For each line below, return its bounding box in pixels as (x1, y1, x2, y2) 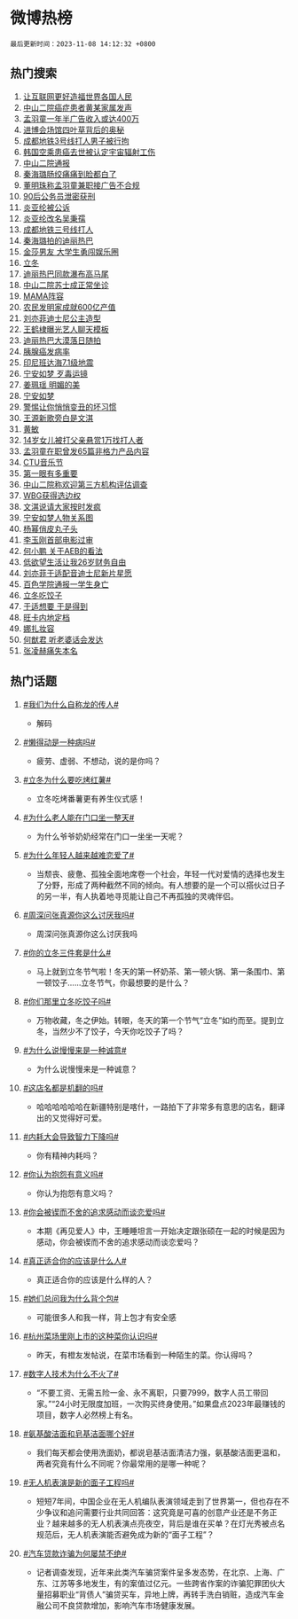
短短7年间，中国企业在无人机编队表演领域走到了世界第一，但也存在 (35, 1496, 282, 1506)
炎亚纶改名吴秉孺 (22, 213, 86, 223)
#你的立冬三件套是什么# (22, 947, 112, 958)
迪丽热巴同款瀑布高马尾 (22, 268, 109, 279)
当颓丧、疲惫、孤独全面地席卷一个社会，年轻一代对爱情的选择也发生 (35, 868, 286, 879)
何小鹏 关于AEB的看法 (22, 545, 103, 556)
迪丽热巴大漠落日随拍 (22, 334, 101, 346)
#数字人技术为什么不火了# (22, 1368, 119, 1379)
